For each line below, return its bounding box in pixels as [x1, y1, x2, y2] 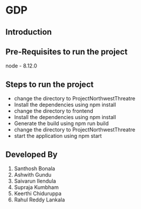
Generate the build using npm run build [14, 120, 109, 127]
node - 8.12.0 [5, 62, 38, 69]
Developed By [5, 149, 58, 159]
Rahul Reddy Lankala [14, 196, 65, 203]
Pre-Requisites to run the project [5, 46, 127, 56]
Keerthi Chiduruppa [14, 190, 62, 197]
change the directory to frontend [14, 107, 93, 114]
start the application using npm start [14, 133, 102, 140]
